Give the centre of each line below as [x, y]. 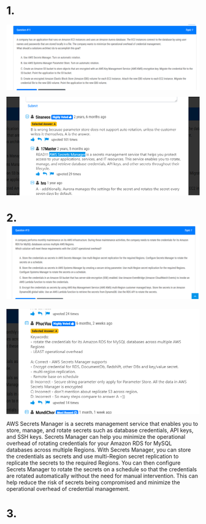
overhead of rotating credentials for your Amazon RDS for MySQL [89, 443]
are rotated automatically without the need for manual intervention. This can [102, 476]
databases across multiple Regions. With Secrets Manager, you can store [99, 450]
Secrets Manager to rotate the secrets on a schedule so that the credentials [102, 469]
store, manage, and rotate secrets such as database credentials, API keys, [100, 430]
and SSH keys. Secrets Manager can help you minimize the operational [96, 437]
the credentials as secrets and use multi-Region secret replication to [93, 457]
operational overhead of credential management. [68, 489]
